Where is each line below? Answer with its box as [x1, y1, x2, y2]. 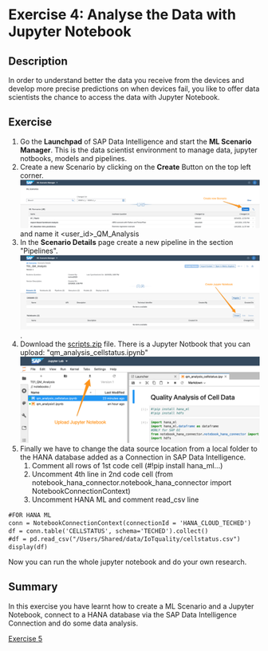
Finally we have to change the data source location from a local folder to [19, 444, 258, 453]
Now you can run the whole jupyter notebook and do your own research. [8, 557, 247, 566]
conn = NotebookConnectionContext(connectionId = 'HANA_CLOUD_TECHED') [8, 519, 251, 527]
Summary [8, 580, 58, 594]
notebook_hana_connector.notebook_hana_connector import [31, 477, 232, 487]
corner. [19, 170, 44, 180]
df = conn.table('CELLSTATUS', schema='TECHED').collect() [8, 527, 209, 535]
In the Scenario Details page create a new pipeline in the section [19, 237, 234, 247]
